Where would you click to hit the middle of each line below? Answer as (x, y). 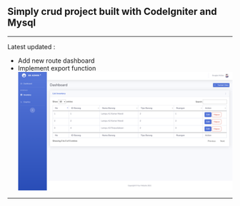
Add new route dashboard (56, 61)
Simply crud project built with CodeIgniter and (112, 12)
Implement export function (57, 68)
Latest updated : (31, 46)
